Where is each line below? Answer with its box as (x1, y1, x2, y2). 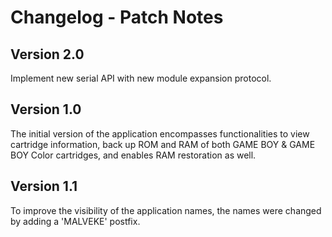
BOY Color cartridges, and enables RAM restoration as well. (10, 149, 257, 161)
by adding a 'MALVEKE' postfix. (10, 215, 141, 227)
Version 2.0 (10, 46, 85, 63)
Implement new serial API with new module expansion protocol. (10, 72, 272, 84)
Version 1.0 (10, 101, 82, 118)
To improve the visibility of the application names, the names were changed (10, 204, 322, 216)
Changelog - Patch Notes (10, 6, 224, 29)
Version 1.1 (10, 178, 78, 195)
